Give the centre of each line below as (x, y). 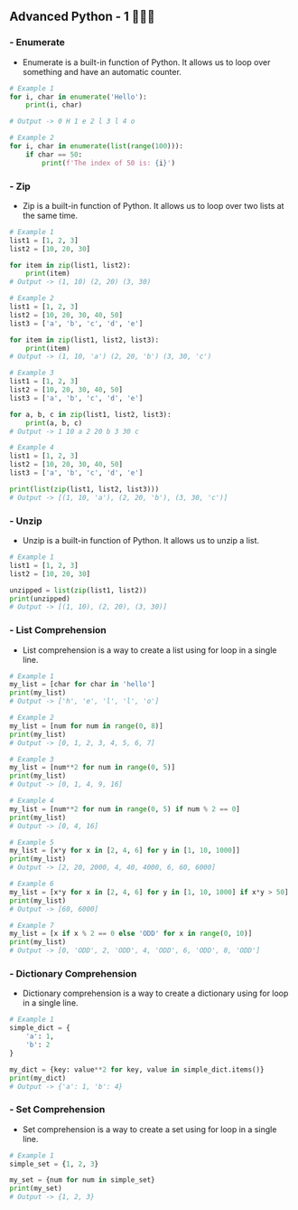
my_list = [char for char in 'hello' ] (82, 685)
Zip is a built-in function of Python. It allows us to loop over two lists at (153, 205)
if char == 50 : (54, 155)
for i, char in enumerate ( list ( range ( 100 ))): (96, 147)
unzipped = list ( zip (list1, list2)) (78, 590)
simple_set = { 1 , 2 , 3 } (54, 1164)
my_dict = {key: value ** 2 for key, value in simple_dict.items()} (137, 1069)
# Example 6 (32, 884)
